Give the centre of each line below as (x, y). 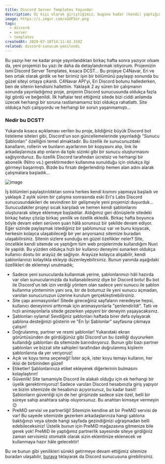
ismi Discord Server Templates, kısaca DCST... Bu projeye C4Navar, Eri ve (80, 71)
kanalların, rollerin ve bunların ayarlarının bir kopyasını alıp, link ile (71, 146)
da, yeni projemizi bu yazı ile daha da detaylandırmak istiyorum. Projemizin (81, 65)
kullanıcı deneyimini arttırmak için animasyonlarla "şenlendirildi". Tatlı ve (85, 306)
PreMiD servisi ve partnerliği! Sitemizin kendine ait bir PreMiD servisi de (85, 410)
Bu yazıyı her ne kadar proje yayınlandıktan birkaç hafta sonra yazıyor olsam (82, 60)
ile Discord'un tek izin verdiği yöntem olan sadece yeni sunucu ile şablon (86, 285)
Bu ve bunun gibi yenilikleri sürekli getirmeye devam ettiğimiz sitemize (76, 451)
